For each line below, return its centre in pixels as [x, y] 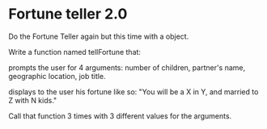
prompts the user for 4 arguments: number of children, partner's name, [127, 67]
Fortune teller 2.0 [68, 14]
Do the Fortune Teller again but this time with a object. [99, 36]
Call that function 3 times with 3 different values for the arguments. [120, 116]
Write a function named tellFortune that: [75, 52]
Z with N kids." [33, 100]
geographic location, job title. [57, 76]
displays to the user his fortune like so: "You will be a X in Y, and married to [133, 92]
